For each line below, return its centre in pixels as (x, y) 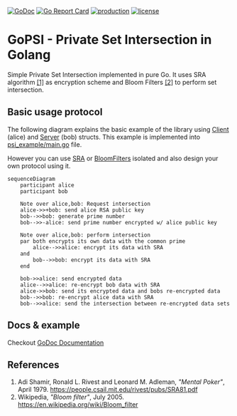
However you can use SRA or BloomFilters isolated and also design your (113, 158)
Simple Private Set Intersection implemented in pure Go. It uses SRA (107, 74)
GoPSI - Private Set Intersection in (110, 40)
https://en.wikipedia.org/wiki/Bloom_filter (78, 405)
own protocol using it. (39, 166)
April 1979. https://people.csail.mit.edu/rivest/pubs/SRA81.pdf (108, 390)
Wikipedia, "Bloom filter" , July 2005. (71, 397)
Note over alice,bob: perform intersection (86, 235)
